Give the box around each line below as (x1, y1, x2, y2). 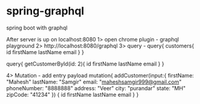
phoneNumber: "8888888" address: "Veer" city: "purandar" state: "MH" (6, 84, 186, 91)
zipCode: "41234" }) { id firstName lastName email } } (6, 91, 139, 98)
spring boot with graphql (6, 24, 68, 31)
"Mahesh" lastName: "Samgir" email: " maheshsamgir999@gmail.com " (6, 78, 182, 85)
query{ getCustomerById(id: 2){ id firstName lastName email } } (6, 60, 164, 67)
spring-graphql (6, 4, 85, 18)
